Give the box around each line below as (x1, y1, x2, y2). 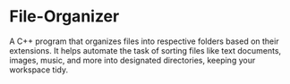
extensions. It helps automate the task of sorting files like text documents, (9, 45, 282, 55)
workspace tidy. (9, 64, 69, 75)
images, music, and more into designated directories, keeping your (9, 55, 256, 65)
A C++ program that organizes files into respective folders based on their (9, 36, 279, 46)
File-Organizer (9, 6, 120, 27)
